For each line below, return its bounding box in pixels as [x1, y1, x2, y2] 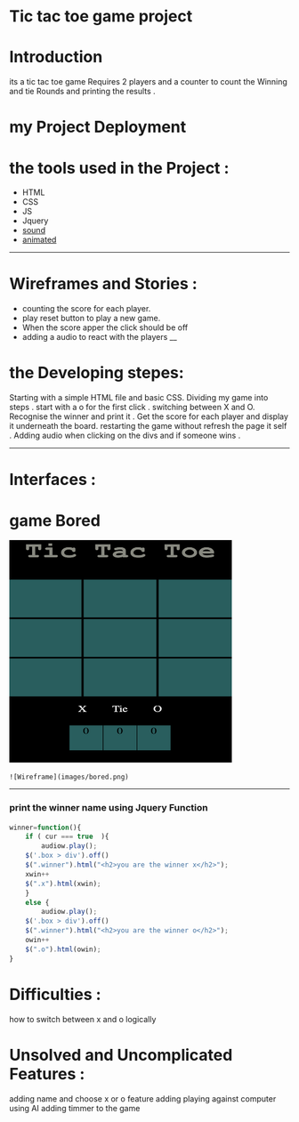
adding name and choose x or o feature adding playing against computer [9, 1093, 277, 1104]
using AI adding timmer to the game [9, 1102, 141, 1113]
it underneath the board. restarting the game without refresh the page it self [9, 421, 287, 432]
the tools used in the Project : [9, 157, 230, 178]
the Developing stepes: [9, 363, 184, 383]
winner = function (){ [9, 823, 82, 832]
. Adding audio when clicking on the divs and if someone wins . [9, 430, 241, 441]
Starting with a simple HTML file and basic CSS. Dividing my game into [9, 392, 269, 403]
